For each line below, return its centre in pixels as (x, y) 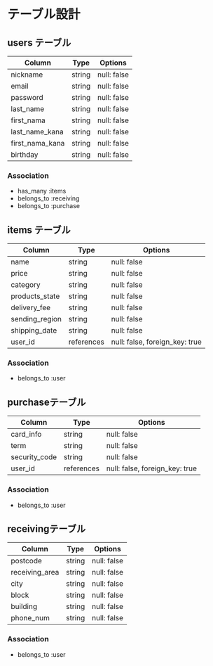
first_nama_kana (38, 143)
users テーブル (39, 43)
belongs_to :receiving (48, 198)
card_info (26, 435)
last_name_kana (37, 132)
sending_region (36, 319)
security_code (34, 457)
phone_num (30, 618)
